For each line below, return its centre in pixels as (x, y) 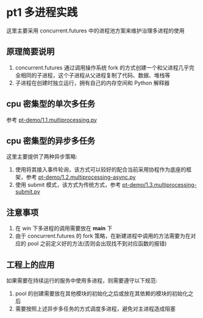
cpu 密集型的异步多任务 (51, 141)
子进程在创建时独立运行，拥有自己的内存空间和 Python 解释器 (92, 82)
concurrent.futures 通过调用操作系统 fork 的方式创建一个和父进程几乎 (102, 67)
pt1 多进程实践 (42, 13)
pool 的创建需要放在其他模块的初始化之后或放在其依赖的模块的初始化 (101, 293)
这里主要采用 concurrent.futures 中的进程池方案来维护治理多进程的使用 (95, 31)
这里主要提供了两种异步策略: (42, 157)
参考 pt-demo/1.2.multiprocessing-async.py (81, 177)
